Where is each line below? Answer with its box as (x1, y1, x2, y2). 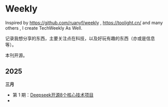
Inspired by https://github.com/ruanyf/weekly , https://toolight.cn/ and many (5, 20, 163, 26)
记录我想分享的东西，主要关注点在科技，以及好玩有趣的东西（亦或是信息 (5, 35, 155, 41)
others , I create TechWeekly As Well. (5, 25, 82, 31)
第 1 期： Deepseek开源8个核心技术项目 (12, 91, 94, 98)
